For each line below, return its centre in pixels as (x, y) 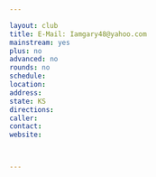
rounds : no (30, 68)
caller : (24, 118)
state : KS (28, 101)
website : (26, 135)
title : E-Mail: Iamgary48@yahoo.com (78, 34)
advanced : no (34, 60)
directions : (32, 109)
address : (26, 93)
